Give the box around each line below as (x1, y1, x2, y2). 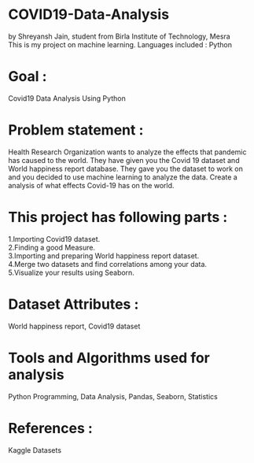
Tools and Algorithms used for (8, 349, 210, 367)
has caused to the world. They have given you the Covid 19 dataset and (8, 155, 240, 165)
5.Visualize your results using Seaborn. (8, 268, 135, 277)
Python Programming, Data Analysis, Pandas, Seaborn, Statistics (8, 391, 218, 401)
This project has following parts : (8, 209, 228, 226)
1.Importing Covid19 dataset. (8, 234, 101, 243)
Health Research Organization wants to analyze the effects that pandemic (8, 147, 247, 157)
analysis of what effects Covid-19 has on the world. (8, 180, 175, 190)
